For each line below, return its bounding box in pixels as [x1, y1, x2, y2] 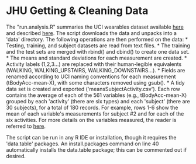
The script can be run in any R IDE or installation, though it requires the [6, 134, 177, 141]
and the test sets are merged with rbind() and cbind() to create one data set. [6, 48, 190, 55]
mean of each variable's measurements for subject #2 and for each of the [6, 110, 184, 117]
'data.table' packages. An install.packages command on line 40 [6, 140, 159, 147]
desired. [6, 152, 26, 159]
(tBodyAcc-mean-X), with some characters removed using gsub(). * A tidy [6, 79, 185, 86]
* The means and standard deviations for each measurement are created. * [6, 54, 187, 61]
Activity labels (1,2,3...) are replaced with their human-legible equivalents [6, 60, 182, 68]
